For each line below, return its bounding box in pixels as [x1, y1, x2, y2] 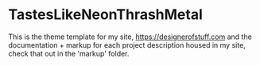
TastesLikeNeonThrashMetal [8, 6, 203, 24]
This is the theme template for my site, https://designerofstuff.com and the [8, 32, 252, 41]
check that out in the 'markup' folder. [8, 49, 130, 58]
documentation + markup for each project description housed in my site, [8, 40, 246, 49]
